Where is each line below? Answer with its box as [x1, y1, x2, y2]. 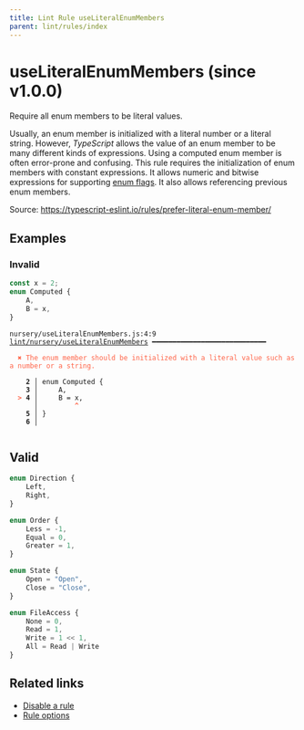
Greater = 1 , [25, 541, 76, 550]
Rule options [22, 709, 70, 721]
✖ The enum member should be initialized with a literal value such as [17, 353, 296, 362]
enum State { [9, 567, 59, 576]
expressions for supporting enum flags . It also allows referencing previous [9, 177, 289, 188]
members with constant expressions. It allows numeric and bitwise [9, 167, 259, 178]
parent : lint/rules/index [9, 22, 107, 31]
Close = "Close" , [25, 583, 92, 592]
